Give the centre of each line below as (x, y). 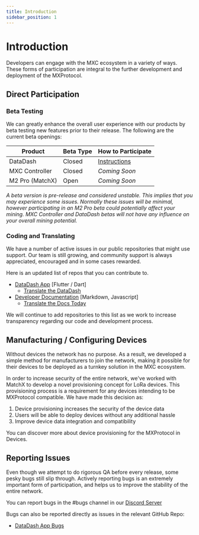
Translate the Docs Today (55, 303)
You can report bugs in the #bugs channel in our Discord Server (84, 503)
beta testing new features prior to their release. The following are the (90, 131)
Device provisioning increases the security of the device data (89, 409)
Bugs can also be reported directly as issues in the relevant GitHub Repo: (95, 514)
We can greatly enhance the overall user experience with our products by (96, 124)
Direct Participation (43, 94)
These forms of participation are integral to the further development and (94, 69)
